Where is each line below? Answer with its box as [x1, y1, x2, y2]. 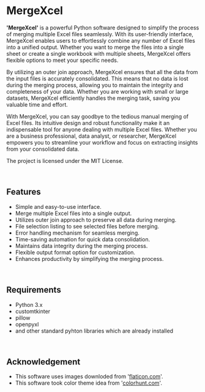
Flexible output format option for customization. [15, 249, 136, 256]
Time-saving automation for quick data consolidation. [15, 235, 151, 243]
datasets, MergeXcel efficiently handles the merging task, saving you [6, 94, 181, 102]
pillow [15, 314, 31, 322]
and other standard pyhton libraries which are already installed [15, 327, 173, 334]
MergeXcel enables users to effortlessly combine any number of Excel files [6, 37, 196, 44]
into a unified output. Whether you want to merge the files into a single [6, 43, 184, 51]
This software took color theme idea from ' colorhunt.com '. [15, 379, 162, 386]
